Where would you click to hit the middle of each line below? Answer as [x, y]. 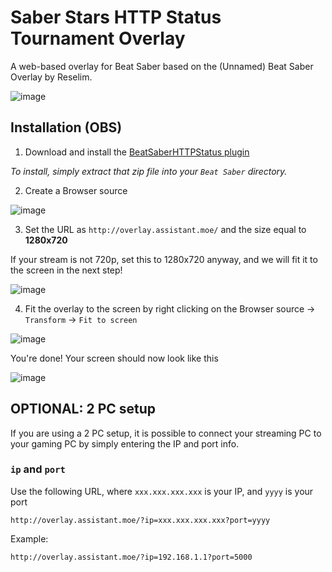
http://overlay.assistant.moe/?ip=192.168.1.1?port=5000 [131, 557]
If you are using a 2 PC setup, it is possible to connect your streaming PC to [166, 433]
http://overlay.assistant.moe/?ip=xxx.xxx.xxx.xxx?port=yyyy [140, 520]
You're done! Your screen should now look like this [114, 358]
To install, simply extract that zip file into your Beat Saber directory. [149, 171]
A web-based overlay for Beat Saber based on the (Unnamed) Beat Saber [162, 66]
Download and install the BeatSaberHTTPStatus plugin [137, 152]
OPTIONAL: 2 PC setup [83, 409]
